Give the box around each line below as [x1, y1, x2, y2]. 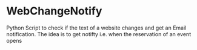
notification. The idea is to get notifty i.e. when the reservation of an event [6, 30, 192, 37]
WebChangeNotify [6, 4, 102, 18]
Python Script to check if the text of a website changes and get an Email [6, 24, 187, 31]
